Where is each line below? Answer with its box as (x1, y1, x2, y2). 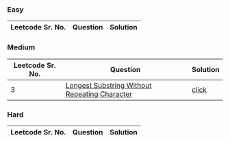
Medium (7, 43, 36, 52)
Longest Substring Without (65, 80, 152, 90)
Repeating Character (65, 89, 132, 99)
